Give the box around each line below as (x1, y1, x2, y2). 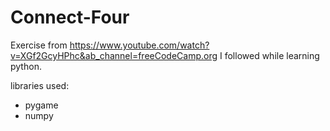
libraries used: (10, 79, 70, 91)
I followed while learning (219, 49, 320, 61)
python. (10, 60, 42, 72)
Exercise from (10, 39, 68, 51)
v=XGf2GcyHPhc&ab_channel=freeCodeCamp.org (10, 49, 218, 61)
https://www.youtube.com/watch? (69, 39, 210, 51)
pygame (24, 99, 59, 111)
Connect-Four (10, 6, 130, 29)
